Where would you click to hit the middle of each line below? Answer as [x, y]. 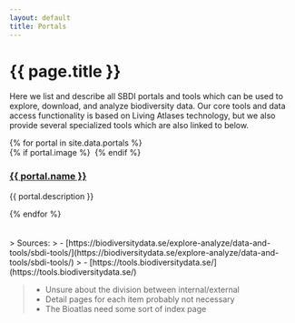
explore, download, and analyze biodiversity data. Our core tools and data [147, 106]
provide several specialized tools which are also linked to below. [129, 126]
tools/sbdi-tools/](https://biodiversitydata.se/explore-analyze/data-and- [144, 252]
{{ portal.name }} [48, 177]
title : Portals [38, 26]
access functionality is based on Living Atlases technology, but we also [143, 116]
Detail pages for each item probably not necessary [140, 299]
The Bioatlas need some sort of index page [126, 308]
